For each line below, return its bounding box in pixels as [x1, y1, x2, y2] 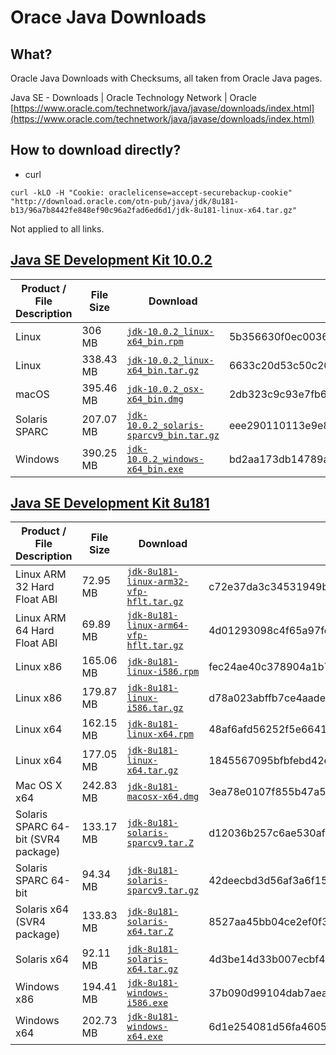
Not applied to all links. [10, 222, 105, 235]
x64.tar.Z [126, 926, 174, 938]
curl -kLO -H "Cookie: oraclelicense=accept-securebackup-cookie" [10, 187, 293, 198]
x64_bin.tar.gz [126, 364, 200, 376]
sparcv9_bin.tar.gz [126, 429, 220, 441]
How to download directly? [10, 142, 182, 159]
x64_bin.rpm [126, 336, 184, 347]
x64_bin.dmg [126, 393, 184, 405]
